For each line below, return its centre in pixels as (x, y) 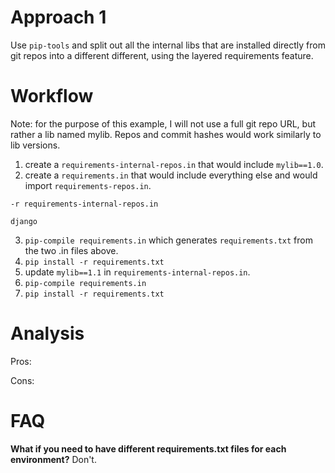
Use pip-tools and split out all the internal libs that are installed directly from (168, 45)
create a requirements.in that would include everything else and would (171, 175)
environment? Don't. (53, 459)
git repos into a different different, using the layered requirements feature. (162, 55)
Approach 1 (58, 17)
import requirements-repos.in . (88, 185)
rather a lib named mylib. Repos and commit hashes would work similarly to (166, 134)
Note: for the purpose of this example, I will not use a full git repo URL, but (163, 123)
